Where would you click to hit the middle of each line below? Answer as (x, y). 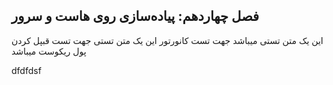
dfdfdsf (26, 70)
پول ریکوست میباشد (49, 51)
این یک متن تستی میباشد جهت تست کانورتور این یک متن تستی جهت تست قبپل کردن (167, 40)
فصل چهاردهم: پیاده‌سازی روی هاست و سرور (135, 16)
